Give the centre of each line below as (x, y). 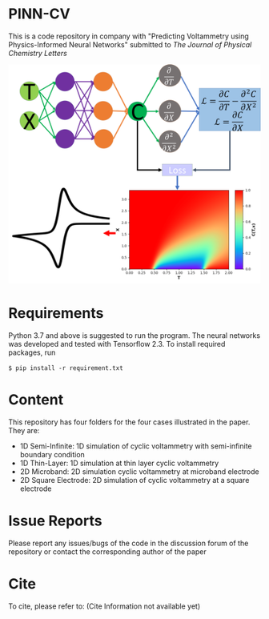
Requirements (56, 314)
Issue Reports (55, 521)
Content (36, 400)
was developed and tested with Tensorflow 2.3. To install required (117, 344)
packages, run (32, 352)
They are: (24, 430)
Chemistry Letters (38, 53)
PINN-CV (39, 14)
